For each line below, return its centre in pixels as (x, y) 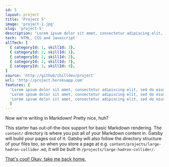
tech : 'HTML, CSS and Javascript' (41, 38)
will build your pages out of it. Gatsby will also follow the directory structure (83, 139)
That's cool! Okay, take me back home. (46, 159)
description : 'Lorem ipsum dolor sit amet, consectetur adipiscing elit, (84, 33)
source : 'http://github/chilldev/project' (50, 76)
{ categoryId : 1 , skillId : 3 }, (43, 47)
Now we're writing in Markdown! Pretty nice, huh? (57, 118)
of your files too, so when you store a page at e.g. (57, 144)
